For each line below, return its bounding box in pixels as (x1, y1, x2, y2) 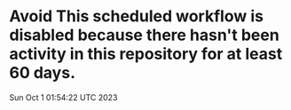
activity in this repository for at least (9, 44, 283, 64)
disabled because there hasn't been (9, 25, 279, 45)
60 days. (9, 63, 76, 83)
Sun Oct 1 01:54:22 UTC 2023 (9, 91, 118, 103)
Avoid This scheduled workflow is (9, 6, 264, 27)
